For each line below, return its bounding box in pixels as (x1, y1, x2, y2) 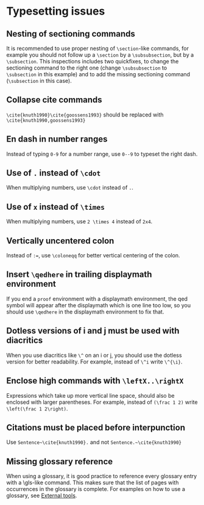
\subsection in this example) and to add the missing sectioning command (6, 71, 191, 77)
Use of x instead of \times (6, 201, 105, 212)
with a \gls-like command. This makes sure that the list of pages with (6, 479, 179, 486)
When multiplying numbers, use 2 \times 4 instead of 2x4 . (6, 218, 153, 225)
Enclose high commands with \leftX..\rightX (6, 376, 184, 386)
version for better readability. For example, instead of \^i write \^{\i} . (6, 358, 183, 365)
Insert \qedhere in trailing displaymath (6, 270, 152, 280)
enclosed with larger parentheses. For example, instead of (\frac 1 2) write (6, 398, 198, 406)
